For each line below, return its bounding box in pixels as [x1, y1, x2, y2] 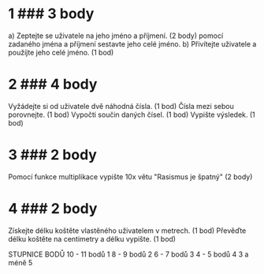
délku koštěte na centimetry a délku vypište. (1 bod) [8, 234, 176, 243]
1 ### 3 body [8, 5, 95, 23]
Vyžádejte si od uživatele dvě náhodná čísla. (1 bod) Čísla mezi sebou [8, 101, 234, 111]
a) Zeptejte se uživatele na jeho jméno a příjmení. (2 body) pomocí [8, 31, 224, 40]
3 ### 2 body [8, 146, 97, 164]
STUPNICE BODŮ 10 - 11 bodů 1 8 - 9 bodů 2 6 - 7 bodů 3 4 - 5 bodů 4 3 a [8, 250, 249, 259]
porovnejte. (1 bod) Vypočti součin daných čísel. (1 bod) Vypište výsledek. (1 [8, 110, 255, 119]
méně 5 [8, 257, 33, 267]
